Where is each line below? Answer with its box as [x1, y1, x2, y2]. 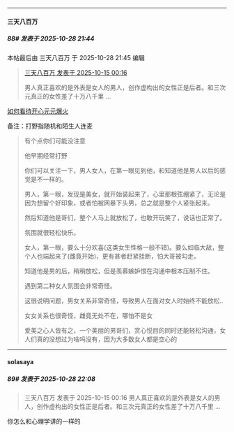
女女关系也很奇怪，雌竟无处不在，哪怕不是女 [24, 311, 153, 319]
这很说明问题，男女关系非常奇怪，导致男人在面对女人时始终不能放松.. [24, 296, 224, 305]
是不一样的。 [30, 175, 68, 183]
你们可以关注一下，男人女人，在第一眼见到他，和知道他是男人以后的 [24, 166, 220, 175]
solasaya [7, 358, 34, 366]
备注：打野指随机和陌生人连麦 [7, 122, 93, 130]
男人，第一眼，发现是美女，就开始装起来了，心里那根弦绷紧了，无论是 [24, 189, 226, 198]
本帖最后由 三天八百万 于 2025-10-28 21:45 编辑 [7, 53, 145, 62]
